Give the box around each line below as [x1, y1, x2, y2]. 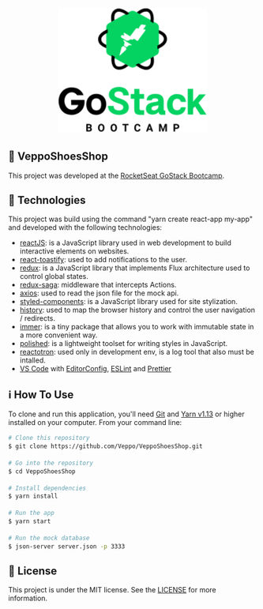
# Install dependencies [8, 484, 87, 492]
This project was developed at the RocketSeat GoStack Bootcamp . [8, 171, 225, 180]
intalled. [19, 355, 46, 365]
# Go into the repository [8, 459, 93, 467]
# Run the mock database [8, 534, 90, 542]
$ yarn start [8, 517, 51, 525]
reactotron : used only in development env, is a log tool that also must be [19, 348, 254, 357]
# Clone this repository [8, 434, 90, 442]
